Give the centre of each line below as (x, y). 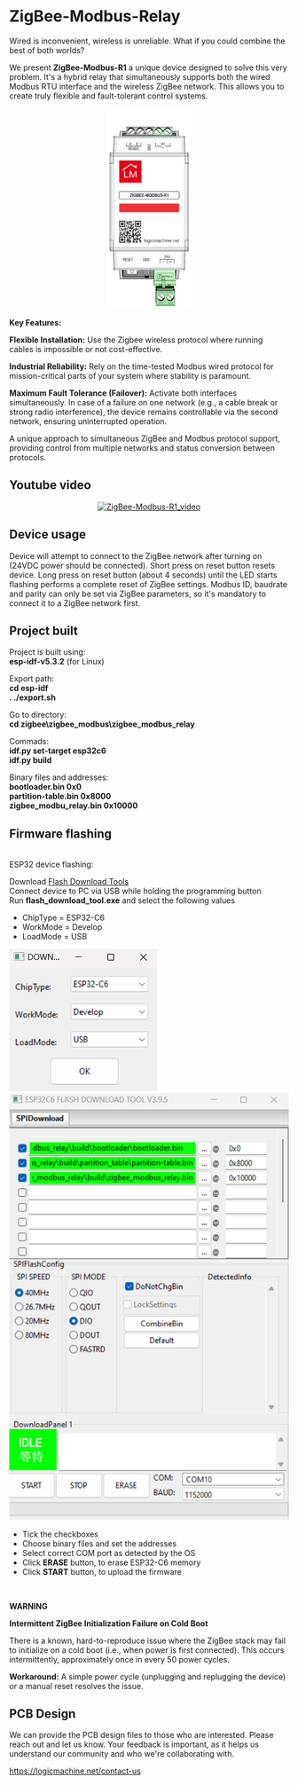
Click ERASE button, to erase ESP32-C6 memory (111, 1562)
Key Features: (35, 322)
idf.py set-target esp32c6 (58, 751)
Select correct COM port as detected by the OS (109, 1553)
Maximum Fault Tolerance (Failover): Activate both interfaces (123, 393)
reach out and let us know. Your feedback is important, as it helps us (134, 1744)
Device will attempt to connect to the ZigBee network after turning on (136, 555)
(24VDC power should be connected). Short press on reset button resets (142, 565)
